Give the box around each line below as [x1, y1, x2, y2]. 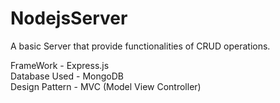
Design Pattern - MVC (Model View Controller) [10, 80, 202, 92]
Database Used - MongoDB [10, 70, 124, 82]
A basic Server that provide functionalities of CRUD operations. [10, 40, 271, 52]
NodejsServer [10, 7, 128, 30]
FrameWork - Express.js [10, 59, 110, 71]
